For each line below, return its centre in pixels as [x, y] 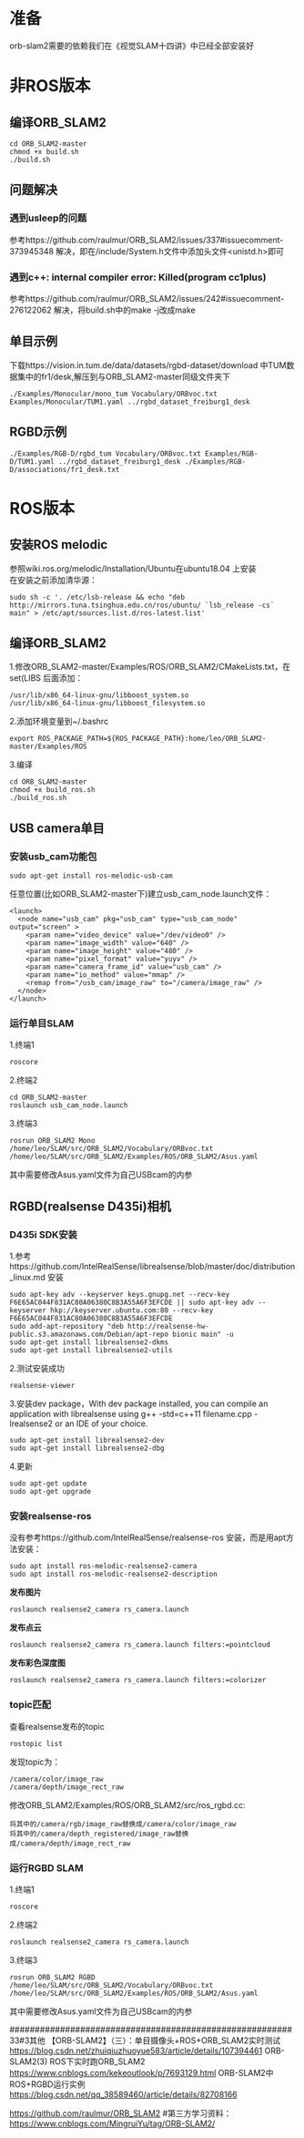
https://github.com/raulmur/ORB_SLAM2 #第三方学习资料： [121, 2113]
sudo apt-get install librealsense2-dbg [87, 1449]
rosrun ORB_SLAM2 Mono [52, 1141]
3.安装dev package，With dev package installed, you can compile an [139, 1403]
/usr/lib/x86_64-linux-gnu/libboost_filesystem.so [107, 704]
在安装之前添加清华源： [53, 580]
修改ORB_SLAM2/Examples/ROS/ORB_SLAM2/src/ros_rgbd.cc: [127, 1804]
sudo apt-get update [49, 1484]
